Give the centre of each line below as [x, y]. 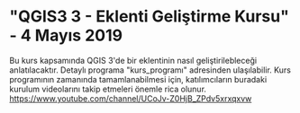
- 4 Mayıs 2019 [66, 35]
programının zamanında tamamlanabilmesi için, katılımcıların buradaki [138, 79]
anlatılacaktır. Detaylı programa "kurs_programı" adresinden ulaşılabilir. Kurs [150, 70]
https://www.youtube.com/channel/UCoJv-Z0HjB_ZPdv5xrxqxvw [131, 98]
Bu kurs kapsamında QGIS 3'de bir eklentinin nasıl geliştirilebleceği [133, 60]
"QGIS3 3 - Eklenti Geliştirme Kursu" [150, 17]
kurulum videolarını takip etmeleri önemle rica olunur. [108, 89]
